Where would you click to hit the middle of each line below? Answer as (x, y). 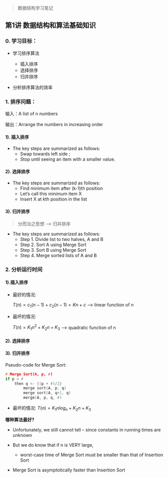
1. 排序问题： (21, 102)
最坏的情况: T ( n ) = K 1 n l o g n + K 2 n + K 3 (52, 409)
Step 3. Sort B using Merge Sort (53, 250)
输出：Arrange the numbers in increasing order (54, 124)
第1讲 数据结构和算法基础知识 (51, 26)
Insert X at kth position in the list (53, 199)
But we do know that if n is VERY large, (53, 445)
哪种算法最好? (20, 419)
